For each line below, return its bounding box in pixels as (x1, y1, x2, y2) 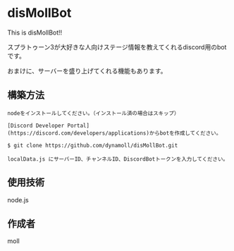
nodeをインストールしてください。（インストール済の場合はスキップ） (7, 109, 180, 117)
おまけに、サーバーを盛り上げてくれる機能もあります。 (7, 66, 167, 75)
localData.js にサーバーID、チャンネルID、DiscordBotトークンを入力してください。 (7, 155, 229, 163)
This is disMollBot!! (7, 28, 63, 37)
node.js (7, 195, 30, 204)
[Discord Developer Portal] (7, 122, 90, 129)
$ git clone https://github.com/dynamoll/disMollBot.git (7, 142, 178, 149)
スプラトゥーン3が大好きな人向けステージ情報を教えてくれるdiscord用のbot (7, 42, 227, 51)
